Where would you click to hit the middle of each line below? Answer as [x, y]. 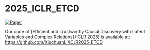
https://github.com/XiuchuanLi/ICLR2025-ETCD [54, 42]
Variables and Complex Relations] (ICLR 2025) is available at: [68, 37]
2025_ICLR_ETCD [42, 9]
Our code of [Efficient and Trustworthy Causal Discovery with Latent [75, 31]
